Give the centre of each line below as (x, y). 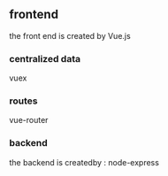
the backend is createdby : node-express (84, 162)
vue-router (29, 120)
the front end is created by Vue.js (70, 35)
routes (23, 101)
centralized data (45, 58)
